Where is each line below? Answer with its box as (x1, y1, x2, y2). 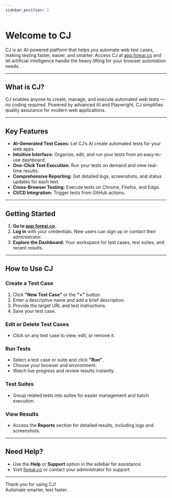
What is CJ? (5, 83, 45, 91)
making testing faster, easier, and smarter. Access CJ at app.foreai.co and (5, 52, 161, 58)
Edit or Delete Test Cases (5, 320, 69, 328)
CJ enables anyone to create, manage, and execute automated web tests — (5, 96, 165, 103)
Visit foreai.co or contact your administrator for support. (12, 466, 131, 472)
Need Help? (5, 447, 44, 456)
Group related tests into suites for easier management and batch (12, 392, 149, 398)
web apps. (12, 146, 35, 152)
